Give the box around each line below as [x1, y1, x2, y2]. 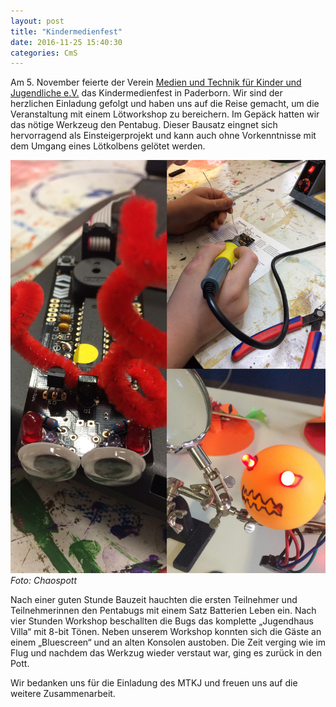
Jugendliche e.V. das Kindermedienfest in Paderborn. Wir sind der [10, 87, 283, 99]
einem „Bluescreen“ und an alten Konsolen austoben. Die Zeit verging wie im [10, 636, 327, 649]
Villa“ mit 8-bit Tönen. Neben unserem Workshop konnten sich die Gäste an [10, 626, 322, 638]
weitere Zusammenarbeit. [10, 688, 116, 700]
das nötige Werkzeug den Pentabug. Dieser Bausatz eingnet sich [10, 119, 278, 131]
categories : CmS [10, 48, 78, 58]
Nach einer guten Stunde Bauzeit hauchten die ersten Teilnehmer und [10, 594, 298, 606]
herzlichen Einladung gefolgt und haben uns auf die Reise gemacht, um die [10, 98, 320, 110]
